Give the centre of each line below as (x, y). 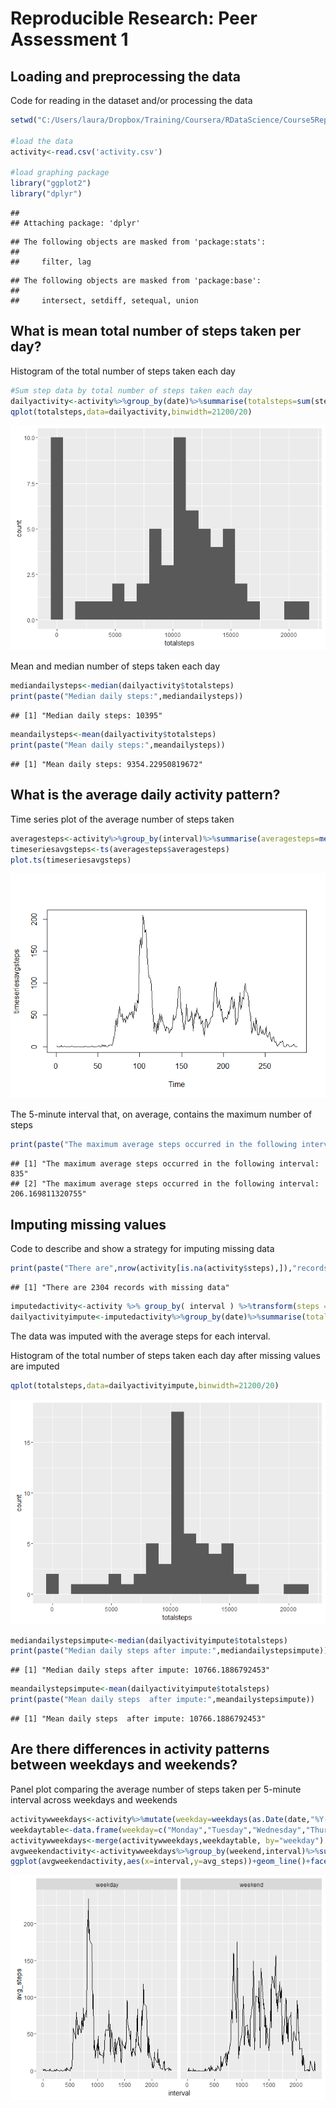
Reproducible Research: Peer (134, 18)
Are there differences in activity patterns (140, 1749)
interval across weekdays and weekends (94, 1799)
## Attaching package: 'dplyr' (75, 223)
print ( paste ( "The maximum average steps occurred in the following (154, 1145)
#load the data (42, 141)
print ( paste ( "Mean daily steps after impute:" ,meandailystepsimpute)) (162, 1700)
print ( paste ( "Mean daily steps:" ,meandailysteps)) (118, 745)
